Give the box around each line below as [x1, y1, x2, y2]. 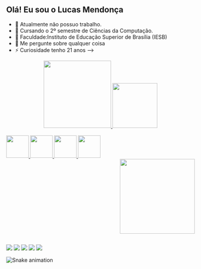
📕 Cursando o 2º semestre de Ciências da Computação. [14, 27, 154, 34]
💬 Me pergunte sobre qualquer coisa [14, 39, 105, 47]
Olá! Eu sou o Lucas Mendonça [6, 5, 124, 15]
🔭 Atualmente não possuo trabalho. [14, 20, 102, 27]
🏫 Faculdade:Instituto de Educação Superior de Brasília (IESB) [14, 33, 167, 41]
